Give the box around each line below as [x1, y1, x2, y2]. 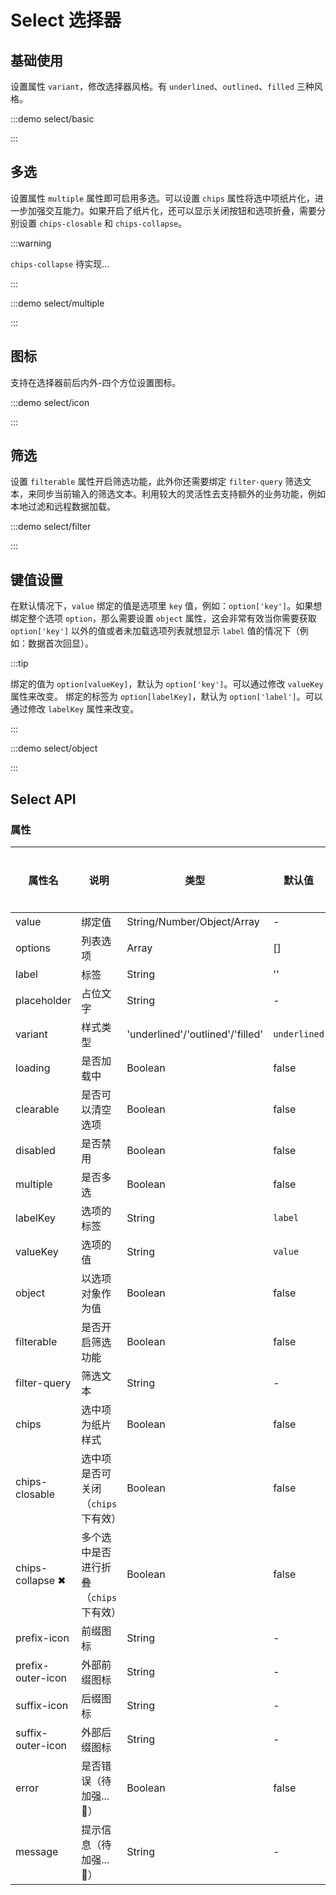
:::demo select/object [10, 742, 98, 755]
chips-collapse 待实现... [10, 257, 110, 270]
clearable [15, 1102, 60, 1116]
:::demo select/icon [10, 396, 90, 408]
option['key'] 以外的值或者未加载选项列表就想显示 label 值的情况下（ [10, 625, 300, 637]
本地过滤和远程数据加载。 [10, 501, 116, 513]
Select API [10, 791, 77, 808]
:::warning [10, 237, 52, 249]
